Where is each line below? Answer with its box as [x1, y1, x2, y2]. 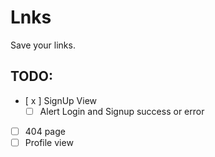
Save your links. [10, 39, 76, 51]
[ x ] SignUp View [24, 94, 98, 106]
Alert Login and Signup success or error [39, 105, 205, 117]
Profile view [24, 136, 74, 148]
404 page [24, 125, 66, 137]
